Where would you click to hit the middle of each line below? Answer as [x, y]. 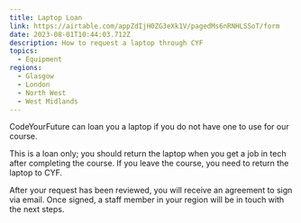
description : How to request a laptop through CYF [106, 43]
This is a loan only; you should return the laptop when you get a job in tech [148, 154]
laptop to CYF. [36, 173]
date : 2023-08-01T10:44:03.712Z [70, 34]
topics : [24, 51]
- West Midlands [48, 101]
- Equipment [40, 59]
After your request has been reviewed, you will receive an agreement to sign [151, 191]
